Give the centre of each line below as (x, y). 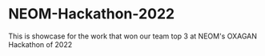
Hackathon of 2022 (40, 44)
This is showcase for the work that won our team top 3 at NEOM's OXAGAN (133, 36)
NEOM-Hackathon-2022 (91, 14)
